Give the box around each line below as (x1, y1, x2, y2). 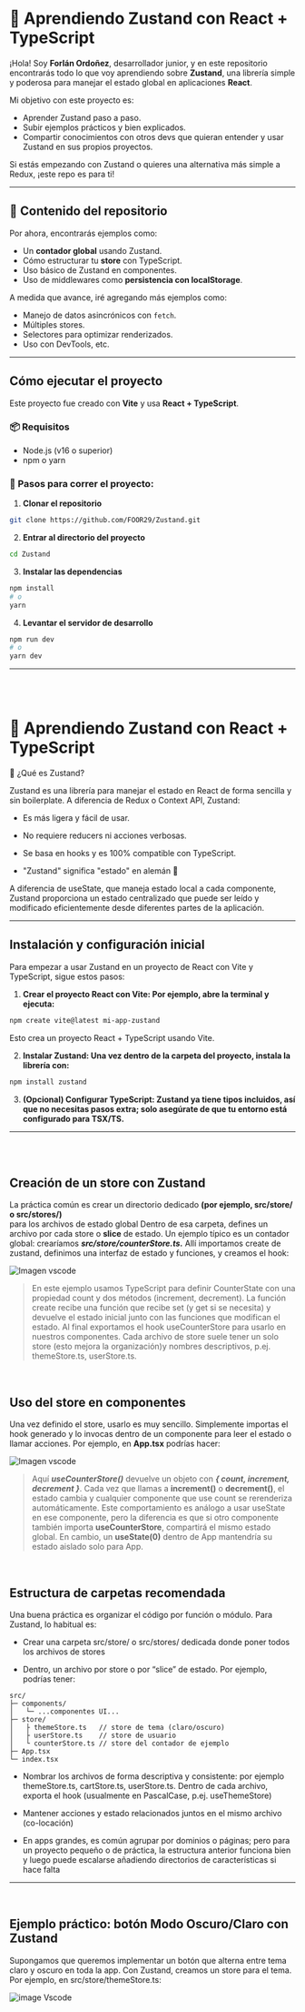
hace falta (22, 1865, 61, 1876)
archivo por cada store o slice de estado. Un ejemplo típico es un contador (9, 1228, 290, 1239)
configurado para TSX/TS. (22, 1113, 124, 1124)
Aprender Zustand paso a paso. (22, 112, 142, 123)
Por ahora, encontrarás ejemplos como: (9, 227, 158, 238)
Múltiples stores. (22, 318, 85, 330)
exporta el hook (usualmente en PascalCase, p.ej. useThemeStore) (22, 1790, 272, 1801)
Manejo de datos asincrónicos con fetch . (22, 309, 177, 320)
